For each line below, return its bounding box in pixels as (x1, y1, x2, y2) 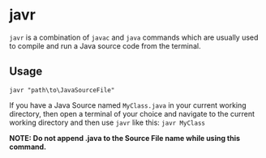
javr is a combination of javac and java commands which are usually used (9, 32, 259, 42)
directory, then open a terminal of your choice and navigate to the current (9, 109, 255, 118)
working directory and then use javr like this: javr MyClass (9, 117, 206, 127)
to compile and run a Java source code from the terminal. (9, 41, 201, 50)
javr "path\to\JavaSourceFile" (9, 86, 115, 94)
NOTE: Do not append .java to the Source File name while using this (9, 133, 241, 143)
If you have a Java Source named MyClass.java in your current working (9, 100, 247, 110)
